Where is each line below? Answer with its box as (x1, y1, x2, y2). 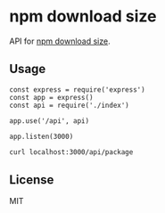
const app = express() (9, 93, 94, 102)
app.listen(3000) (9, 132, 74, 141)
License (9, 172, 54, 188)
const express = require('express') (9, 85, 145, 94)
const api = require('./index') (9, 101, 129, 110)
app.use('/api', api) (9, 116, 90, 126)
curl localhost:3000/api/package (9, 147, 134, 157)
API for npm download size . (9, 36, 111, 46)
